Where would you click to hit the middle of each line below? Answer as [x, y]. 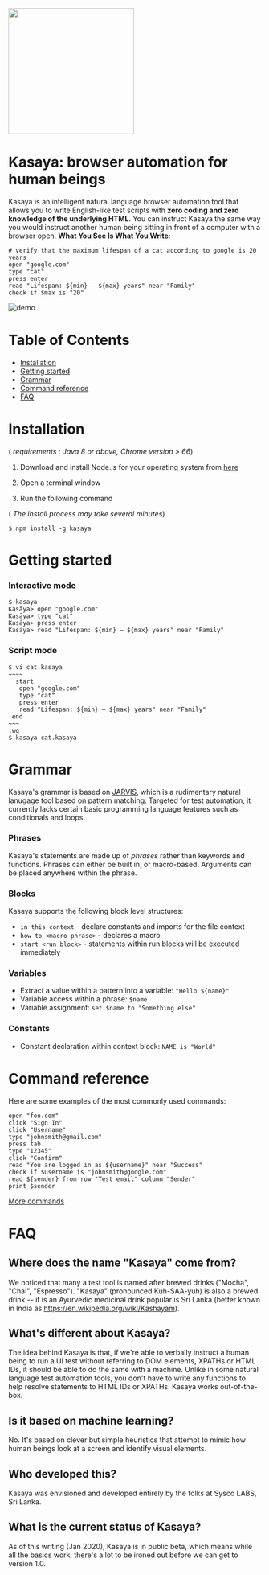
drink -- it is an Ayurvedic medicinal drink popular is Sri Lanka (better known [134, 1299]
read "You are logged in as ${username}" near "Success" [106, 1165]
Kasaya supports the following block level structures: [96, 911]
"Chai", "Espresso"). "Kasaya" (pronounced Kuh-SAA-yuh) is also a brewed [133, 1291]
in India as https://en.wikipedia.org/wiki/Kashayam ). [94, 1308]
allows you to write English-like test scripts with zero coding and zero [124, 210]
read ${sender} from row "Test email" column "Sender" [102, 1179]
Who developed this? [63, 1474]
